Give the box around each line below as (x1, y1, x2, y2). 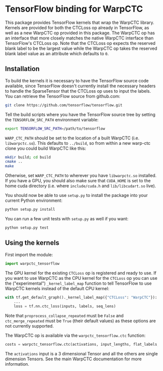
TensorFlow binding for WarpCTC (5, 3, 143, 15)
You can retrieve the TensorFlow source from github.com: (5, 93, 120, 99)
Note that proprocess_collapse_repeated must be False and (5, 313, 124, 319)
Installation (5, 65, 40, 73)
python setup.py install (5, 207, 55, 212)
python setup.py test (5, 225, 49, 230)
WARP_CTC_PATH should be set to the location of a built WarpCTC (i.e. (5, 135, 140, 141)
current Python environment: (5, 197, 63, 203)
